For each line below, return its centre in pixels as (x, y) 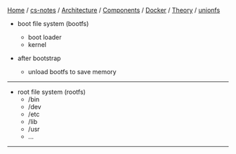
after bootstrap (39, 58)
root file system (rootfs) (52, 92)
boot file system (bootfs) (53, 23)
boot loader (45, 37)
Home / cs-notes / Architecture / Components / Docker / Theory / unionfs (114, 10)
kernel (37, 44)
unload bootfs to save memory (72, 72)
